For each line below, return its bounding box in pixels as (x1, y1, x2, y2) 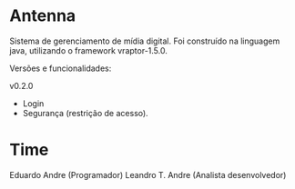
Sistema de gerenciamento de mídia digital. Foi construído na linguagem (9, 35, 280, 46)
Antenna (9, 5, 76, 26)
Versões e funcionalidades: (9, 63, 112, 74)
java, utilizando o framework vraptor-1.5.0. (9, 45, 168, 55)
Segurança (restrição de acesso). (22, 107, 148, 118)
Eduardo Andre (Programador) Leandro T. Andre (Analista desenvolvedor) (9, 169, 287, 180)
